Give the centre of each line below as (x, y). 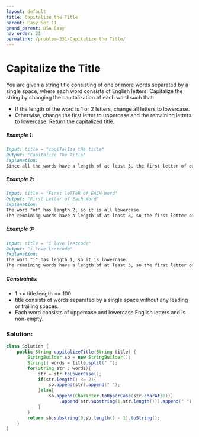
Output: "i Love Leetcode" (39, 249)
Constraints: (22, 278)
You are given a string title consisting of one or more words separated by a (97, 85)
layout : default (26, 12)
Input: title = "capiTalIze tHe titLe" (55, 149)
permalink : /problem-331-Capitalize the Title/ (66, 39)
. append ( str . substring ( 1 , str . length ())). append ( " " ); (127, 401)
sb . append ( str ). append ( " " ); (84, 385)
